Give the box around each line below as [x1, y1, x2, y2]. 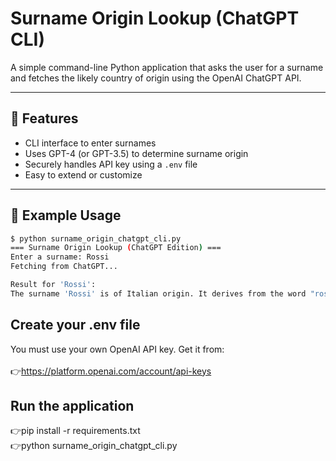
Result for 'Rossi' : [10, 280, 97, 290]
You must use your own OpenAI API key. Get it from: [10, 343, 225, 355]
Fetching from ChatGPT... [10, 262, 118, 272]
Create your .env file [10, 317, 141, 334]
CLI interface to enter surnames [24, 137, 157, 149]
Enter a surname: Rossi [10, 252, 110, 262]
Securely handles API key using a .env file [24, 158, 198, 170]
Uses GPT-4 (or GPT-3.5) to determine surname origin [24, 147, 249, 159]
